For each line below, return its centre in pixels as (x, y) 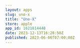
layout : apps (19, 10)
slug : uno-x (17, 14)
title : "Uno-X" (21, 19)
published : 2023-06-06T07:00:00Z (40, 38)
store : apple (19, 24)
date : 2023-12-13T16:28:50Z (34, 33)
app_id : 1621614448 (25, 28)
